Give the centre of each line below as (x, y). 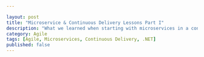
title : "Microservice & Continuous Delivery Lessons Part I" (85, 22)
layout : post (23, 17)
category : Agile (27, 34)
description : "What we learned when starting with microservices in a (97, 28)
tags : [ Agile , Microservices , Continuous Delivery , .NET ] (81, 40)
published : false (28, 45)
